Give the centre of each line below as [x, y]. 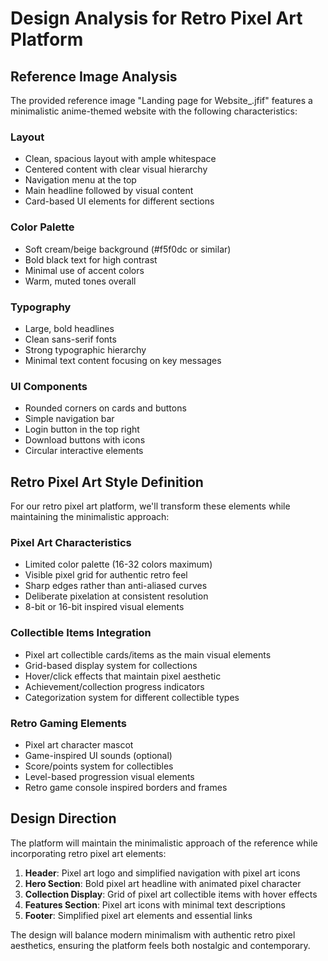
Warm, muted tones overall [80, 281]
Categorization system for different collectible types [132, 697]
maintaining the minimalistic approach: [90, 516]
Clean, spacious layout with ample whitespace [120, 159]
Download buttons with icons [85, 440]
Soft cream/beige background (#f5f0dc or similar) [128, 249]
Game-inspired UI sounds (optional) [98, 755]
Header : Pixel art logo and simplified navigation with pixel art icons [162, 873]
